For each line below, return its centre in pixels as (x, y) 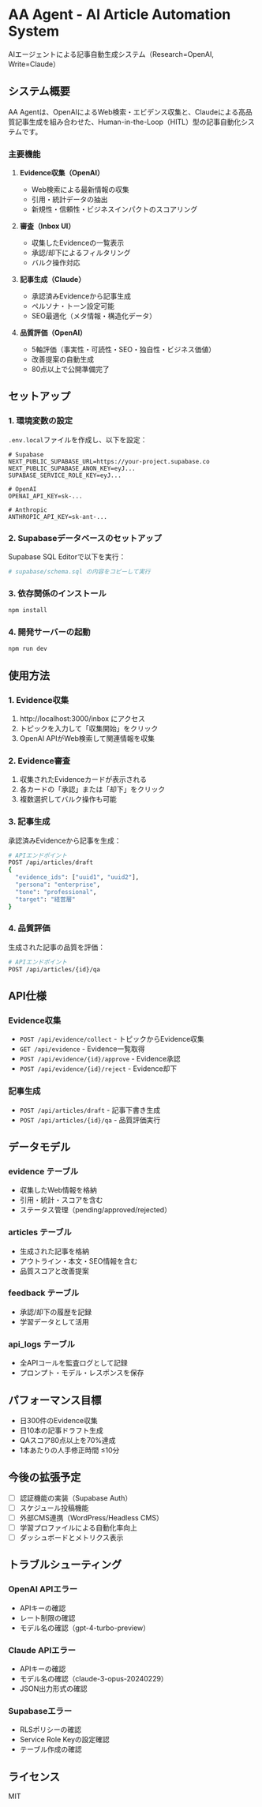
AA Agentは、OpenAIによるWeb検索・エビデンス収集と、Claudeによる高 (127, 111)
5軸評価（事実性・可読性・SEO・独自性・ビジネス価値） (124, 350)
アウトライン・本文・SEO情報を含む (79, 1260)
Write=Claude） (34, 64)
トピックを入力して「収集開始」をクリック (89, 728)
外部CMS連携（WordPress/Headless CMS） (91, 1517)
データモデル (39, 1147)
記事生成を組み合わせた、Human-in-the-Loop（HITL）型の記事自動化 (128, 122)
